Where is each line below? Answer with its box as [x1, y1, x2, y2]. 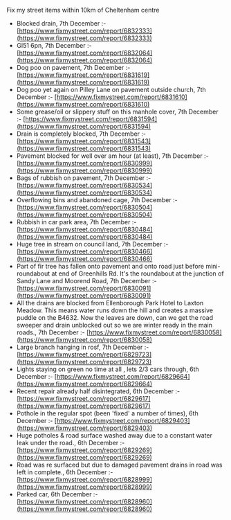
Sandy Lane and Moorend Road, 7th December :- [16, 277, 157, 285]
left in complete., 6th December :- [16, 468, 113, 476]
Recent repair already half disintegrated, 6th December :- [16, 387, 181, 395]
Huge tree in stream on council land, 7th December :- [16, 240, 169, 248]
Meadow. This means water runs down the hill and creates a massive [16, 306, 214, 314]
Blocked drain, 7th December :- [16, 19, 107, 27]
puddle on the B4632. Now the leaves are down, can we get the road [16, 314, 214, 321]
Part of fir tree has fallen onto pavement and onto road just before [16, 262, 205, 270]
